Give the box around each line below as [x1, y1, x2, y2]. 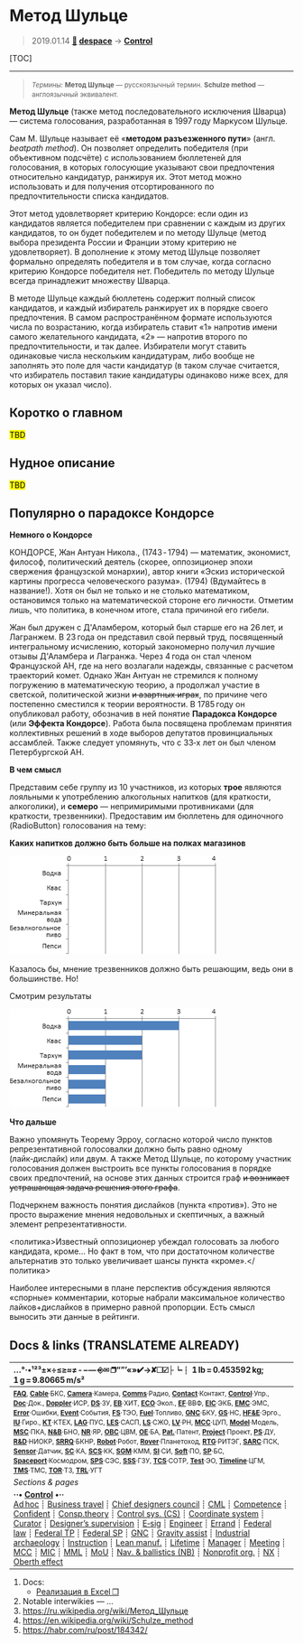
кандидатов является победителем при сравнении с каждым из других [9, 218, 286, 229]
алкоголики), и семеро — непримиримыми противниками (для [9, 801, 254, 812]
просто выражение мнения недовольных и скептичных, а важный [9, 1210, 265, 1220]
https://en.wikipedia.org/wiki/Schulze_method [22, 1614, 194, 1626]
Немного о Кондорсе [9, 529, 93, 540]
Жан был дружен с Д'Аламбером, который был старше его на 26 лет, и [9, 622, 284, 633]
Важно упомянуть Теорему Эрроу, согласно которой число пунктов [9, 1135, 273, 1145]
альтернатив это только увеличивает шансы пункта [9, 1256, 209, 1266]
